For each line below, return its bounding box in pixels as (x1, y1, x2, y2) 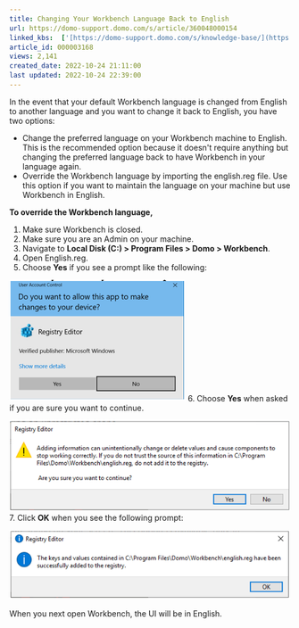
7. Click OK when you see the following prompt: (9, 513, 184, 524)
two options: (9, 115, 55, 126)
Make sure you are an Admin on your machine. (21, 233, 195, 244)
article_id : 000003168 (9, 43, 94, 52)
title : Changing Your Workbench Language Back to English (9, 14, 229, 23)
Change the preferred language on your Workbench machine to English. (21, 132, 287, 143)
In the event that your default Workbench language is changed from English (9, 96, 287, 107)
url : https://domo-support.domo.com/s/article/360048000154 (9, 23, 238, 33)
